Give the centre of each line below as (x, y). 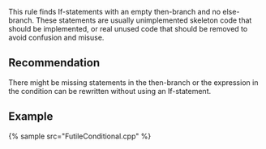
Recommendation (54, 63)
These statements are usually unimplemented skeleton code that (144, 20)
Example (31, 117)
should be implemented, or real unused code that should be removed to (128, 29)
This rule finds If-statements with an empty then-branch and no (115, 12)
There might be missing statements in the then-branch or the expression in (133, 82)
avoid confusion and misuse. (56, 37)
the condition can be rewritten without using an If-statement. (110, 91)
